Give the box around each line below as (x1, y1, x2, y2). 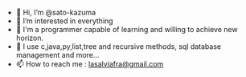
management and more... (15, 51, 100, 59)
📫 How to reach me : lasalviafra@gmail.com (15, 59, 164, 68)
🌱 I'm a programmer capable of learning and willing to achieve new (15, 25, 239, 34)
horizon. (15, 33, 44, 43)
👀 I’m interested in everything (15, 16, 114, 26)
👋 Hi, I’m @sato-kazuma (15, 8, 96, 17)
